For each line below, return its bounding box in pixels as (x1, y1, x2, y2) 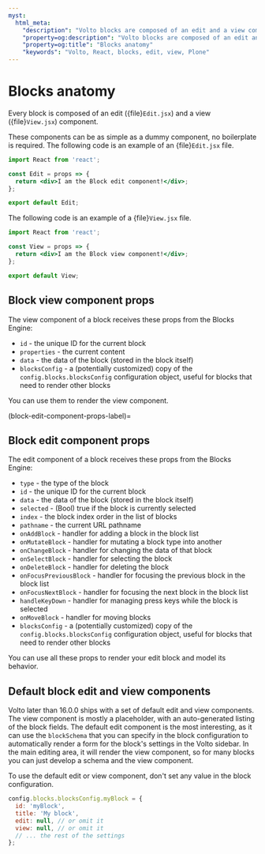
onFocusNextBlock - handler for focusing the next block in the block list (19, 588, 248, 597)
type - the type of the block (19, 479, 109, 488)
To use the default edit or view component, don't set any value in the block (8, 771, 252, 781)
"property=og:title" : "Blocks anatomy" (22, 41, 154, 49)
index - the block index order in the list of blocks (19, 512, 177, 521)
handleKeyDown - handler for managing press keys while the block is (19, 596, 238, 605)
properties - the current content (19, 347, 125, 356)
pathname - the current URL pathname (19, 521, 142, 530)
